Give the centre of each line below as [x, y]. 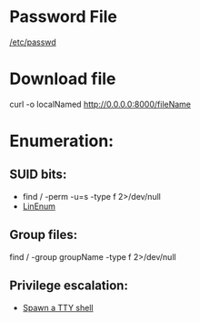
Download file [63, 79]
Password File [64, 17]
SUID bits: [38, 175]
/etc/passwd [33, 42]
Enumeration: [62, 141]
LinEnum [39, 206]
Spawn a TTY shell [58, 307]
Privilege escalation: [69, 286]
